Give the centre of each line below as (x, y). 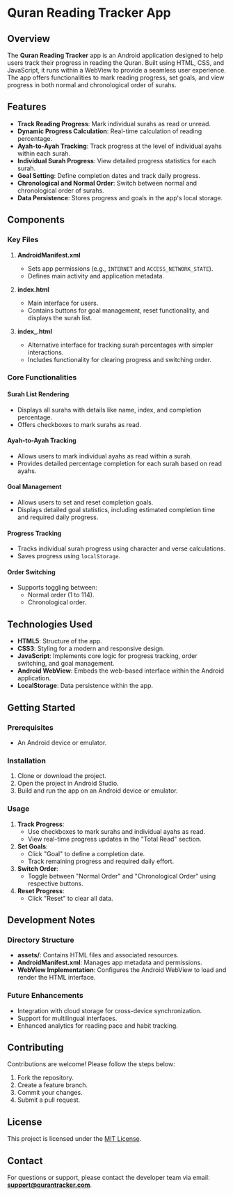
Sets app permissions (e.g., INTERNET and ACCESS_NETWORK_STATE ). (120, 268)
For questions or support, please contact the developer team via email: (109, 1177)
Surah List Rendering (38, 394)
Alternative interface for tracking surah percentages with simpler (120, 345)
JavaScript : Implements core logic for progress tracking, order (107, 656)
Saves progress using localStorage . (69, 556)
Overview (29, 39)
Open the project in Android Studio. (68, 784)
